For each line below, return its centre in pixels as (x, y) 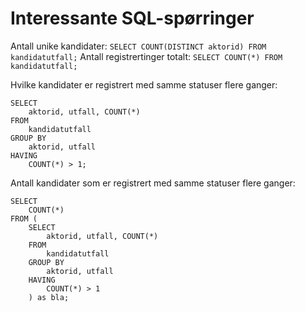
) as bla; (49, 297)
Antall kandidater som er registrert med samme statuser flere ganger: (153, 183)
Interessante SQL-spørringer (132, 18)
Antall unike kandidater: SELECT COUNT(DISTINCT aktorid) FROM (138, 46)
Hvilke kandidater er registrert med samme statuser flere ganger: (144, 84)
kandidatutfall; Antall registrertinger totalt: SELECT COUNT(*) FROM (146, 56)
